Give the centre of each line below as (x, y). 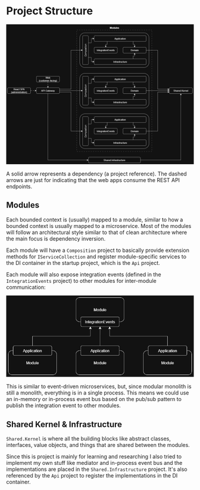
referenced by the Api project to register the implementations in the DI (92, 476)
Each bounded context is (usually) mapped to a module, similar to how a (95, 220)
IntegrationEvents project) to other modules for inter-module (81, 281)
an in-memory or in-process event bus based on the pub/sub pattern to (94, 399)
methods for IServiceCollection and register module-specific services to (96, 256)
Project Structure (50, 11)
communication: (26, 287)
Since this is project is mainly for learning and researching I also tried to (94, 457)
